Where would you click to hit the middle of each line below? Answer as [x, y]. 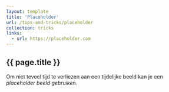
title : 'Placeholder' [33, 17]
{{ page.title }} [33, 62]
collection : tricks [30, 28]
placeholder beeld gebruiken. [42, 83]
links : [14, 33]
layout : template [27, 11]
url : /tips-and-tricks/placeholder [50, 22]
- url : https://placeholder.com [51, 39]
